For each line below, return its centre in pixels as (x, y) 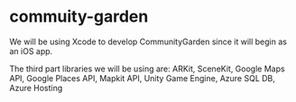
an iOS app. (31, 51)
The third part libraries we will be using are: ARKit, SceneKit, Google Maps (148, 69)
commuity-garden (79, 17)
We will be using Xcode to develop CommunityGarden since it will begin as (148, 42)
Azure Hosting (36, 88)
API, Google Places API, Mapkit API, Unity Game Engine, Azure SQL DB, (142, 78)
